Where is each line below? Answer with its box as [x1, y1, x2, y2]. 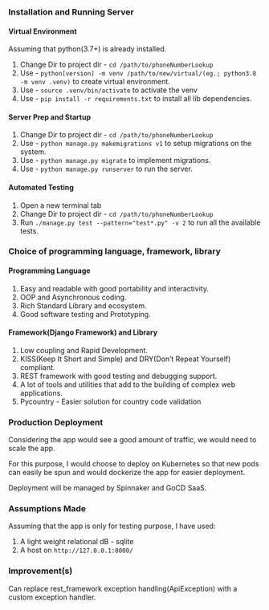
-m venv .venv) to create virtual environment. [19, 77, 170, 87]
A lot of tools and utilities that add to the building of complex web [19, 380, 236, 389]
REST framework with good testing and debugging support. [19, 371, 218, 380]
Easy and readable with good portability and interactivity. [19, 283, 209, 293]
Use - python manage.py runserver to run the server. [19, 164, 193, 174]
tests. [19, 226, 39, 235]
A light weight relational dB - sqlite [19, 537, 134, 547]
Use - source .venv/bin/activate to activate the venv [19, 85, 198, 95]
